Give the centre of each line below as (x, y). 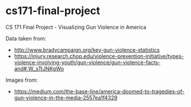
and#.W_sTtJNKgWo (39, 68)
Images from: (22, 80)
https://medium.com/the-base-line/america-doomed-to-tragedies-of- (99, 91)
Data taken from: (26, 38)
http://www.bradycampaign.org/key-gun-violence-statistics (87, 50)
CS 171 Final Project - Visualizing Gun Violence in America (76, 27)
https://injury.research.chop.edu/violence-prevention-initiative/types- (99, 56)
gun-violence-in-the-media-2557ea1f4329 (66, 98)
